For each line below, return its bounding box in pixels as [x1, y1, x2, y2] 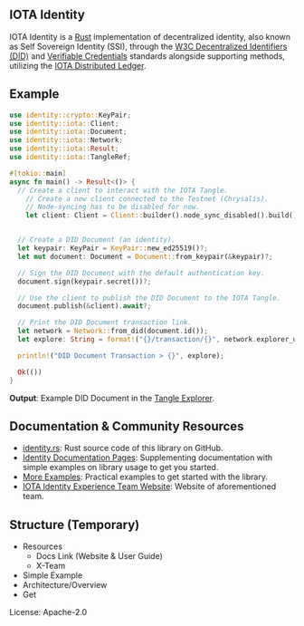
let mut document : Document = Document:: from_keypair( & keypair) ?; [17, 252, 273, 261]
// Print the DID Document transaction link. [17, 318, 193, 327]
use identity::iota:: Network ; [9, 136, 124, 145]
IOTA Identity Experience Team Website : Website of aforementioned [22, 481, 277, 492]
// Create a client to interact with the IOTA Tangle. [17, 186, 229, 195]
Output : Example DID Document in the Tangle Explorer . [9, 392, 215, 403]
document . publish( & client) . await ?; [17, 302, 152, 311]
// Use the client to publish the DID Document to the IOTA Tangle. [17, 294, 281, 303]
